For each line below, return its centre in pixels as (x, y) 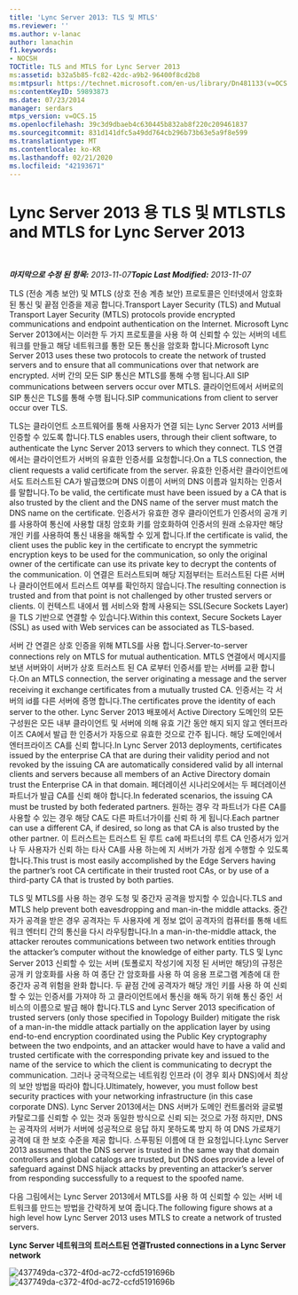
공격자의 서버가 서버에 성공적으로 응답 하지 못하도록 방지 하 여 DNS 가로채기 (149, 1129)
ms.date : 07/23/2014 (47, 100)
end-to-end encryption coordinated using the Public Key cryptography (138, 1036)
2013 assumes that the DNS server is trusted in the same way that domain (144, 1150)
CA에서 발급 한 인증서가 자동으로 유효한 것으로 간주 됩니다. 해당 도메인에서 (153, 734)
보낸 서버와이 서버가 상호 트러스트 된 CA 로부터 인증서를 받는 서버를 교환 (134, 668)
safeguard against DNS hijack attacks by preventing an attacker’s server (141, 1169)
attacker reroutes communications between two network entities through (143, 942)
